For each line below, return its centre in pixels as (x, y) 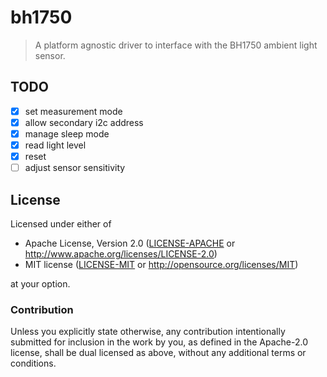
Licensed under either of (61, 223)
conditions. (33, 363)
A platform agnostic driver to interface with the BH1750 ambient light (176, 45)
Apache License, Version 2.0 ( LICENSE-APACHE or (130, 243)
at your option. (40, 283)
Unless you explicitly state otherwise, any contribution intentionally (148, 332)
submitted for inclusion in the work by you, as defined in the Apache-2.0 (159, 342)
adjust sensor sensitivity (75, 168)
